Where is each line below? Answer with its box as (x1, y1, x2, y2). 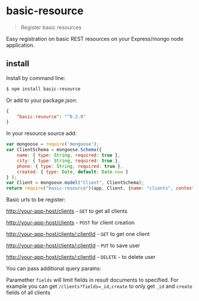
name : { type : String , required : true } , (17, 152, 120, 158)
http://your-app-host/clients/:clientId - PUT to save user (6, 242, 140, 249)
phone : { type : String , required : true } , (17, 163, 123, 169)
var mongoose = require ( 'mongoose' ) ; (6, 141, 99, 148)
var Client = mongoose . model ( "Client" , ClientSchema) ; (6, 180, 145, 186)
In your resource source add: (6, 130, 77, 137)
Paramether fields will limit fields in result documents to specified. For (6, 277, 179, 284)
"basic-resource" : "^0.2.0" (17, 114, 86, 120)
